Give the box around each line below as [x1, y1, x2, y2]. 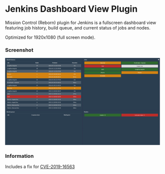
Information [5, 152, 34, 159]
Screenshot [5, 47, 33, 53]
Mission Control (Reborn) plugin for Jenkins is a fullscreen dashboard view [5, 20, 156, 25]
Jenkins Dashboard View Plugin [5, 3, 138, 15]
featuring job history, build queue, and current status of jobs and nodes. [5, 25, 151, 30]
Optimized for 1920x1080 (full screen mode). [5, 34, 96, 40]
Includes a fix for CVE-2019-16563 [5, 164, 75, 170]
